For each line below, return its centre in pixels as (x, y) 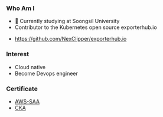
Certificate (22, 89)
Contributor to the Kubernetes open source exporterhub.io (86, 27)
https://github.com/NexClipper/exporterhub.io (71, 39)
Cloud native (30, 67)
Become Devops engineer (46, 73)
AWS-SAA (27, 101)
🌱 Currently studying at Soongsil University (67, 21)
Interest (18, 54)
